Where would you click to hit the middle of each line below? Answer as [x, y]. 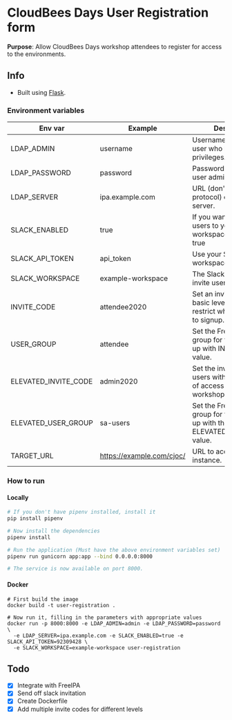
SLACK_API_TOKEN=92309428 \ [48, 642]
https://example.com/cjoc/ [143, 456]
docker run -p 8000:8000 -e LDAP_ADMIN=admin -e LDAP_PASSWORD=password [114, 623]
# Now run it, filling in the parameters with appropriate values [105, 618]
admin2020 [119, 381]
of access [208, 386]
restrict [204, 312]
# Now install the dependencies [54, 531]
